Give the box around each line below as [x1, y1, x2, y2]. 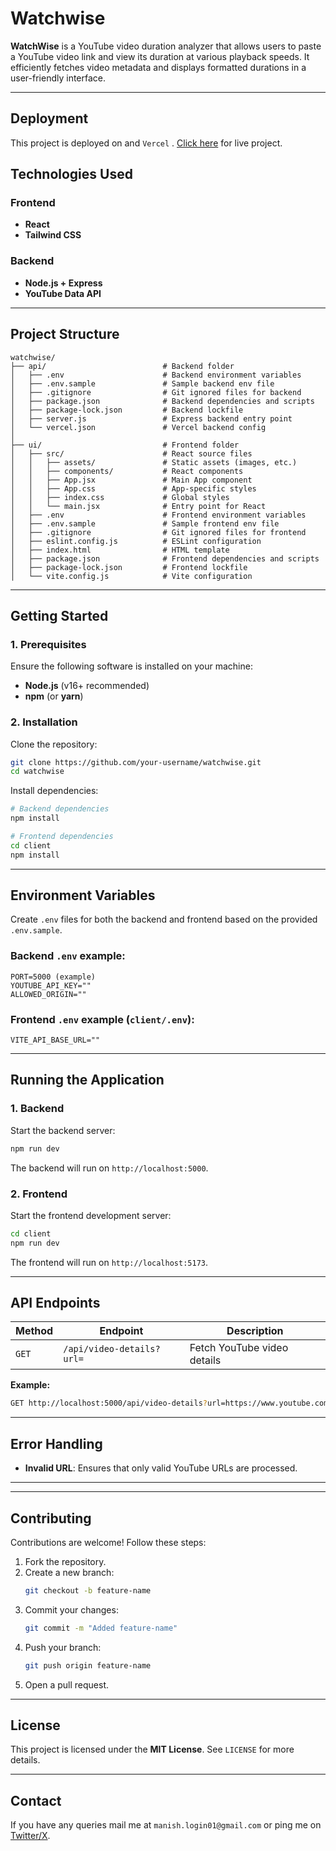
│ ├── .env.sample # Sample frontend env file [10, 518, 280, 529]
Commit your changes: [24, 1603, 119, 1616]
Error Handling [10, 1435, 103, 1452]
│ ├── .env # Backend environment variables [10, 370, 302, 380]
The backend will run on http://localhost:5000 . [10, 1162, 209, 1174]
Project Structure [10, 326, 120, 343]
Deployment [10, 110, 89, 127]
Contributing [10, 1510, 92, 1527]
